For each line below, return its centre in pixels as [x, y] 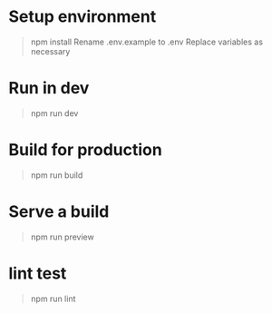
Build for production [85, 150]
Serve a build [59, 211]
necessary [50, 51]
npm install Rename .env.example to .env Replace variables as [147, 42]
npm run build [57, 175]
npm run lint [53, 298]
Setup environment [83, 17]
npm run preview [62, 237]
